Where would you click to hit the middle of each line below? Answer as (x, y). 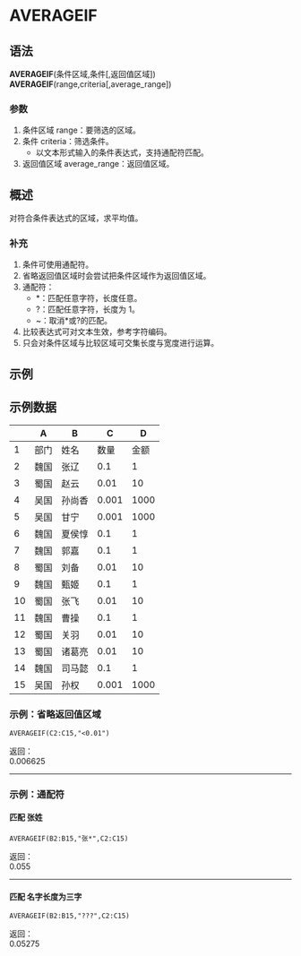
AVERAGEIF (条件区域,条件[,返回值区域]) (83, 74)
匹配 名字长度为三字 (46, 896)
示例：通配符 (37, 794)
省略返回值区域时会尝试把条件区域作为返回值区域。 (116, 276)
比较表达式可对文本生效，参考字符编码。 (97, 332)
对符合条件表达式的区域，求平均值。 (76, 218)
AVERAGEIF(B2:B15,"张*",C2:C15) (69, 839)
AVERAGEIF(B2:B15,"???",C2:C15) (69, 916)
